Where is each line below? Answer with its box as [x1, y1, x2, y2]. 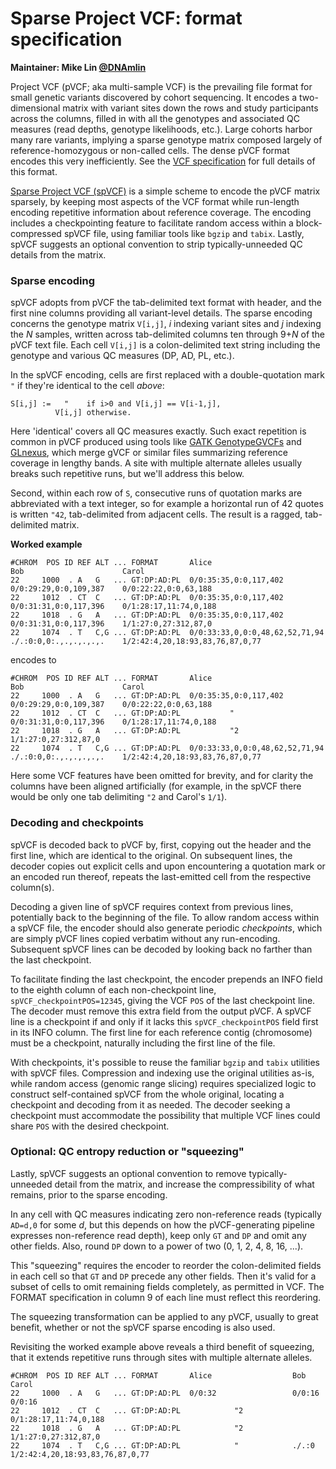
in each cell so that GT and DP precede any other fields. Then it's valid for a [10, 1270, 317, 1282]
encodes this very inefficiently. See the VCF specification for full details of [10, 155, 316, 167]
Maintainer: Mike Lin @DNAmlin [10, 61, 147, 73]
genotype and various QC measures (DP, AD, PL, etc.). [10, 350, 235, 362]
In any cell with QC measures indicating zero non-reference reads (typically [10, 1208, 322, 1220]
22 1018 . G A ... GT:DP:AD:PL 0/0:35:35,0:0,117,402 [10, 610, 284, 621]
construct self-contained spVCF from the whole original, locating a [10, 1088, 285, 1100]
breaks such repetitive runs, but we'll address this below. [10, 468, 245, 480]
